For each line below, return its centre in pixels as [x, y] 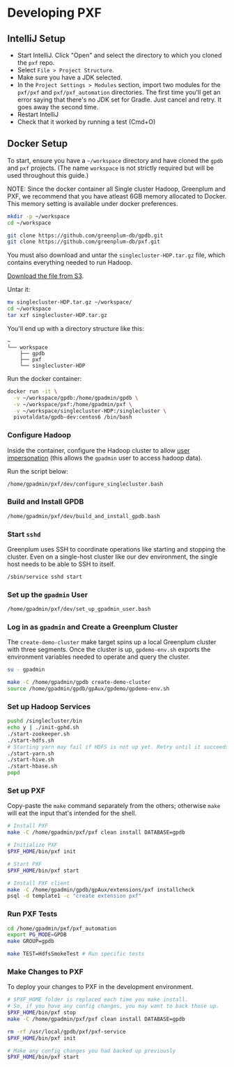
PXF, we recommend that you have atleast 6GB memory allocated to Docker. [117, 196]
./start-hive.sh [31, 760]
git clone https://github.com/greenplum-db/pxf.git [84, 242]
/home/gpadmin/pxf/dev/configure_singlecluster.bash [85, 484]
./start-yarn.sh [31, 754]
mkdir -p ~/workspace [39, 216]
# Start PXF [24, 864]
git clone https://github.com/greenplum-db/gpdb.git [85, 235]
